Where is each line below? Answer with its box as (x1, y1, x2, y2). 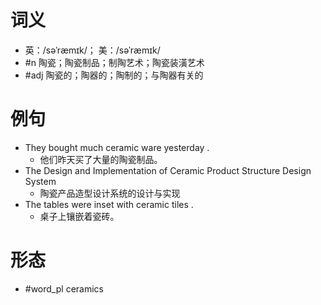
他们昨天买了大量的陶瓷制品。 (39, 153, 163, 165)
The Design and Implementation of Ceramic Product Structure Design (24, 164, 312, 176)
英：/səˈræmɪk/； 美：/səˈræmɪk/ (24, 44, 161, 56)
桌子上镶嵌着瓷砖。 (39, 210, 120, 222)
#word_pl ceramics (24, 282, 104, 295)
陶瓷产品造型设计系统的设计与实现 (39, 187, 181, 199)
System (24, 175, 57, 187)
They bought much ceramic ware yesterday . (24, 141, 210, 153)
